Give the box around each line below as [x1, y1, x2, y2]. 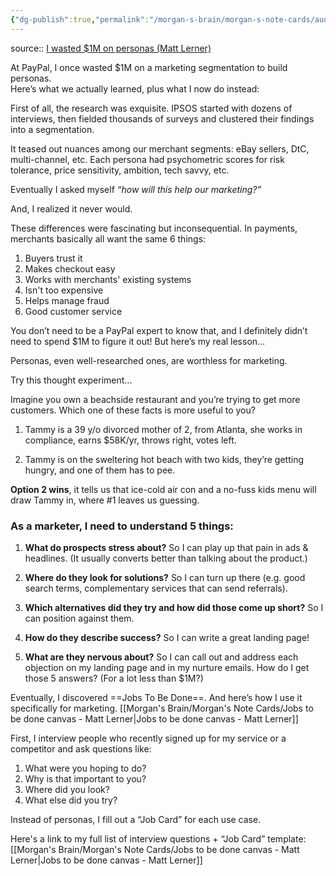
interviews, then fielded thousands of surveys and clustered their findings [10, 112, 315, 125]
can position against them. [24, 612, 135, 624]
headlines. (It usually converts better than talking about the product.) [24, 552, 308, 564]
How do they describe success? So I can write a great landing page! [24, 631, 310, 643]
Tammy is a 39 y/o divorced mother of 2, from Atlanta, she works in [24, 423, 303, 435]
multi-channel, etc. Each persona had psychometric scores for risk [10, 153, 285, 165]
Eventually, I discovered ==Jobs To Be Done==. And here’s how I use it [10, 691, 303, 703]
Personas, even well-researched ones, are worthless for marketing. [10, 354, 288, 366]
